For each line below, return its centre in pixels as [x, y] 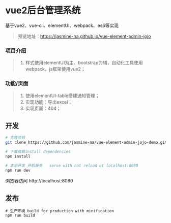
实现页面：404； [43, 108]
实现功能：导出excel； [49, 102]
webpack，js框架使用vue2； [55, 69]
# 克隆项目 [15, 138]
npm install [18, 156]
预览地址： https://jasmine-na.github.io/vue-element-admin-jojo [84, 36]
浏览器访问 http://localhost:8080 [39, 180]
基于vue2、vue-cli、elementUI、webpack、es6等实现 [62, 25]
